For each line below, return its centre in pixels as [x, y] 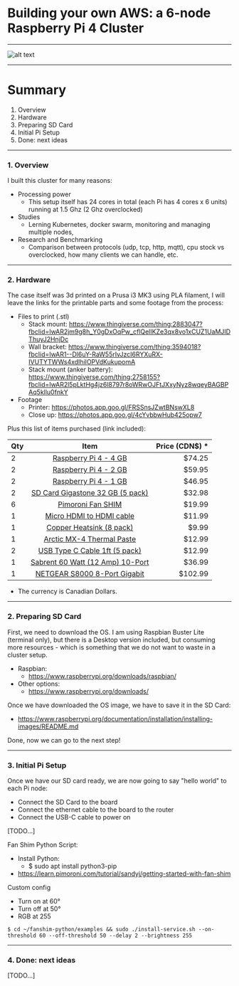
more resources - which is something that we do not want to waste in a [111, 647]
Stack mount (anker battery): [70, 370]
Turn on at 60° [39, 901]
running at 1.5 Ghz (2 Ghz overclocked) [86, 210]
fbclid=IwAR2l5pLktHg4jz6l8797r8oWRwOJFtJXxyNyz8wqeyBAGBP [128, 385]
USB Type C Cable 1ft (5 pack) [90, 551]
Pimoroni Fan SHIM [90, 504]
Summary [37, 90]
